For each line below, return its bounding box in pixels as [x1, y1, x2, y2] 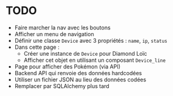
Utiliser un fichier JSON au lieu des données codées [14, 76, 147, 83]
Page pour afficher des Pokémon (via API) [14, 62, 120, 70]
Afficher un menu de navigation [14, 30, 94, 37]
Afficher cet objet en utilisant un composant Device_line [23, 56, 166, 64]
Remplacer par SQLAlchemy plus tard [14, 82, 109, 89]
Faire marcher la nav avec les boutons [14, 24, 111, 31]
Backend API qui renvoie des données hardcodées [14, 69, 142, 76]
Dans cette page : [14, 43, 59, 51]
